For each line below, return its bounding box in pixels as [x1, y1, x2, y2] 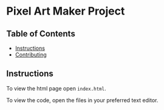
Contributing [15, 51, 47, 58]
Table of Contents [6, 29, 76, 39]
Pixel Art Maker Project [6, 4, 125, 18]
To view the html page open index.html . [6, 84, 106, 92]
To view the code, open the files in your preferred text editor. [6, 96, 159, 104]
